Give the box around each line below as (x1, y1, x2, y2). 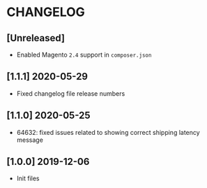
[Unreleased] (6, 32, 66, 44)
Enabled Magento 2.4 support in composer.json (16, 50, 152, 59)
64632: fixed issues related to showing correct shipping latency (16, 128, 200, 136)
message (16, 136, 43, 144)
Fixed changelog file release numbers (16, 89, 125, 98)
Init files (16, 174, 40, 182)
